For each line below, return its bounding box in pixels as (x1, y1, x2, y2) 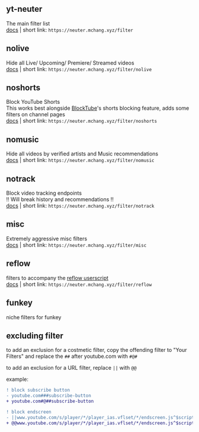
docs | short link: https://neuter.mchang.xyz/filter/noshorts (6, 117, 158, 125)
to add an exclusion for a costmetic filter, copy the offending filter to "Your (6, 347, 188, 354)
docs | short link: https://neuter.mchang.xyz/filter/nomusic (6, 157, 155, 164)
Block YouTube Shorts (6, 99, 60, 106)
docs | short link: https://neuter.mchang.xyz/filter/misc (6, 241, 147, 248)
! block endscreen (6, 409, 52, 415)
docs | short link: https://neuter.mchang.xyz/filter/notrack (6, 202, 155, 209)
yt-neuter (6, 4, 43, 14)
